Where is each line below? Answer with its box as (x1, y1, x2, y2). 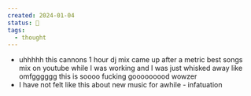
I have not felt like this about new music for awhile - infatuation (18, 80, 223, 90)
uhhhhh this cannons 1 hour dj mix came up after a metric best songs (18, 55, 243, 65)
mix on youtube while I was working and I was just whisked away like (18, 64, 243, 73)
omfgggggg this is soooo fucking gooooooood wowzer (18, 72, 197, 81)
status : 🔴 (7, 19, 40, 27)
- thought (14, 33, 46, 42)
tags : (7, 26, 25, 34)
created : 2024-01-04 (7, 11, 76, 20)
